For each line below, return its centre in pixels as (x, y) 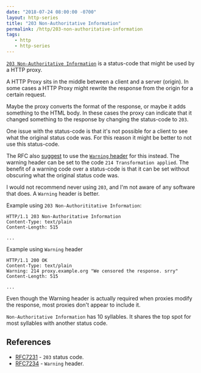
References (29, 342)
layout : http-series (33, 18)
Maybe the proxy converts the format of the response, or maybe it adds (96, 106)
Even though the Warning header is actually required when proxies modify (100, 298)
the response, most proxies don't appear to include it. (74, 305)
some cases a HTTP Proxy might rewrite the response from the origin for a (100, 88)
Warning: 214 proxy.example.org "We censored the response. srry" (92, 271)
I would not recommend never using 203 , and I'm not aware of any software (101, 187)
